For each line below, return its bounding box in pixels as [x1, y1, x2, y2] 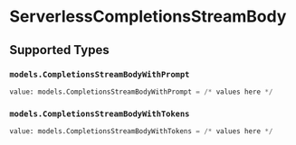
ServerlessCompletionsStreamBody [9, 6, 287, 27]
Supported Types [9, 42, 110, 58]
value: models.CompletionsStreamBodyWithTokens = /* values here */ [9, 127, 273, 136]
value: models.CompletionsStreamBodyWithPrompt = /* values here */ [9, 87, 273, 96]
